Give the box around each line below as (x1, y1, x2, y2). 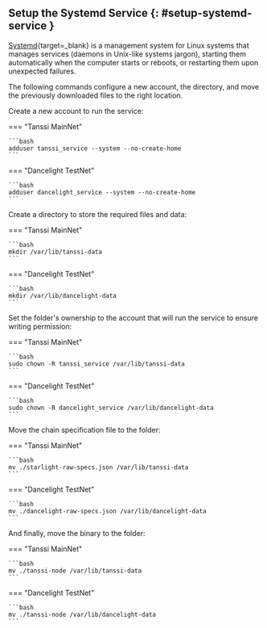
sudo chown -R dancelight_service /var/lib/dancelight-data (8, 404, 215, 412)
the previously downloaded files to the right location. (8, 90, 183, 100)
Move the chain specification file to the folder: (8, 425, 161, 434)
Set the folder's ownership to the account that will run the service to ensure (8, 312, 259, 322)
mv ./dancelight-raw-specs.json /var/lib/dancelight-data (8, 507, 207, 515)
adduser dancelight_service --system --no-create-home (8, 188, 196, 196)
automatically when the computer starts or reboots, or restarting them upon (8, 57, 259, 67)
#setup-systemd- (161, 6, 253, 20)
